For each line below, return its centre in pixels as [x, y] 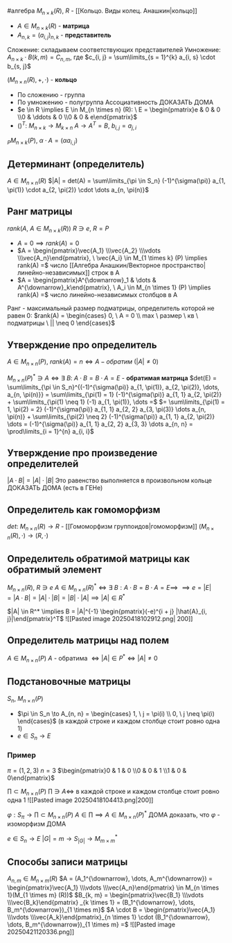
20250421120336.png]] [41, 932]
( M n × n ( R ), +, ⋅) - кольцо [42, 80]
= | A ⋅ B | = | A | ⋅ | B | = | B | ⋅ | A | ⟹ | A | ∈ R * [66, 597]
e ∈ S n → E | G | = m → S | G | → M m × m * [62, 839]
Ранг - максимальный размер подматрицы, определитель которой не [111, 308]
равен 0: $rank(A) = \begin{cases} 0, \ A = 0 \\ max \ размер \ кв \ [103, 316]
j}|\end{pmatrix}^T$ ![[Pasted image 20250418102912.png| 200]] [100, 618]
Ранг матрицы [40, 212]
